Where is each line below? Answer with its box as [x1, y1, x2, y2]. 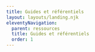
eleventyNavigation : [6, 20, 58, 26]
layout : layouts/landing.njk [6, 14, 79, 20]
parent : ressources [11, 25, 60, 32]
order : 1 [11, 36, 33, 42]
